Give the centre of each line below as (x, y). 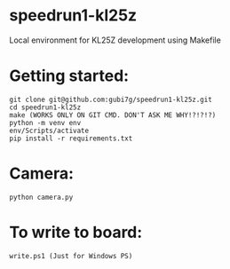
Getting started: (69, 76)
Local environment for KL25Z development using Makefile (115, 40)
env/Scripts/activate (49, 131)
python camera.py (41, 197)
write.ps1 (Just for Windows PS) (71, 256)
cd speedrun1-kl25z (45, 107)
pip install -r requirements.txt (71, 138)
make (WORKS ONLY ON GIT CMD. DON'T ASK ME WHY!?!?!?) (113, 115)
